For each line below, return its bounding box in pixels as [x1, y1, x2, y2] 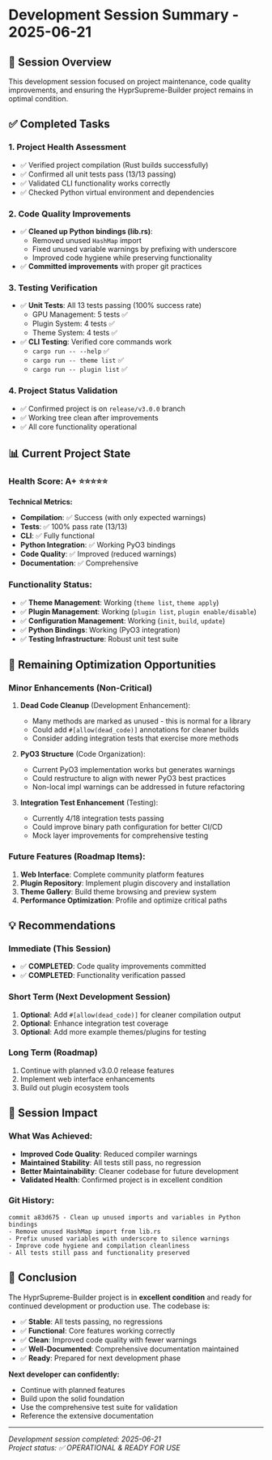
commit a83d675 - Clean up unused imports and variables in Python [8, 1213, 241, 1221]
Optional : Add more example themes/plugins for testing [19, 1027, 206, 1036]
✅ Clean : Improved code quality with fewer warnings [19, 1334, 197, 1344]
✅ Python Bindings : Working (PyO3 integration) [19, 625, 181, 634]
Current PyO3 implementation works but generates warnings [32, 765, 236, 775]
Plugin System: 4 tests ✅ [32, 318, 116, 329]
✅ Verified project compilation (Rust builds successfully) [19, 160, 209, 169]
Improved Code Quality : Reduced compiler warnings [19, 1149, 198, 1159]
